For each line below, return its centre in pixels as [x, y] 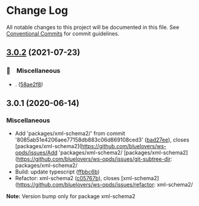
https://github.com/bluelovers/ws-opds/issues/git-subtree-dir [94, 159]
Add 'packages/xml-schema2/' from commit [70, 134]
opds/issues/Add [36, 153]
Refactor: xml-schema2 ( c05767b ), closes [67, 178]
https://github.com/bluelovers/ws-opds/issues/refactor [86, 185]
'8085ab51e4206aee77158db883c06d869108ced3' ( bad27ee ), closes [102, 140]
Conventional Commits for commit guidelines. [63, 33]
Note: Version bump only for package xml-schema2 [71, 196]
